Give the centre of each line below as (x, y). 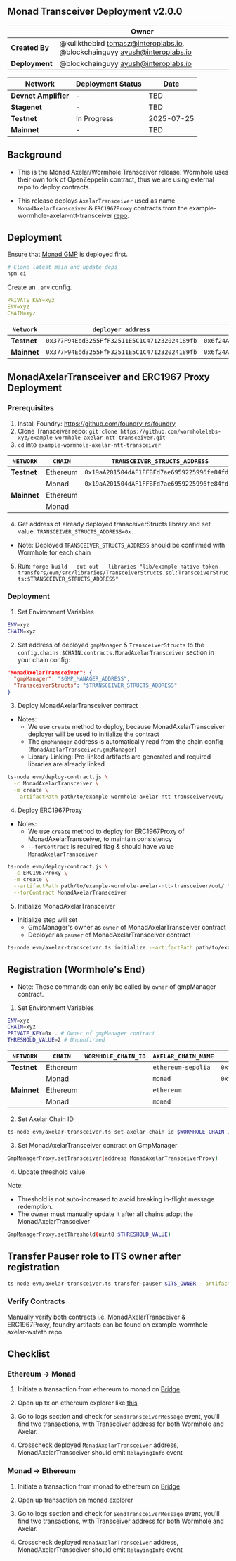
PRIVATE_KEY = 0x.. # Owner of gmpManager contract (81, 1034)
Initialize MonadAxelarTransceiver (66, 906)
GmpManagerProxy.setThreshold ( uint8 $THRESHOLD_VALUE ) (89, 1234)
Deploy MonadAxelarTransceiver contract (78, 706)
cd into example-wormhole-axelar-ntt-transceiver (89, 444)
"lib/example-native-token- (180, 567)
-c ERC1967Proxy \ (41, 873)
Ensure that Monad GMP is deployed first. (68, 254)
